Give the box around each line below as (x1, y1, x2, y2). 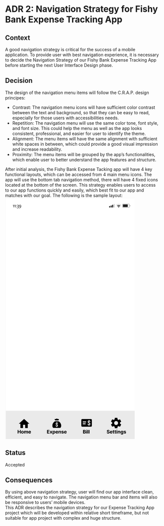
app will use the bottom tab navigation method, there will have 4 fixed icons (5, 176, 158, 183)
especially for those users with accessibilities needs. (12, 115, 119, 121)
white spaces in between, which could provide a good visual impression (12, 141, 158, 147)
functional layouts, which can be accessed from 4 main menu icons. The (5, 171, 152, 177)
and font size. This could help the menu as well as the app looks (12, 125, 142, 131)
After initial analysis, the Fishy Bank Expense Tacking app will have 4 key (5, 166, 153, 172)
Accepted (5, 461, 25, 467)
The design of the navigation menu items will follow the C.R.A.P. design (5, 90, 149, 96)
